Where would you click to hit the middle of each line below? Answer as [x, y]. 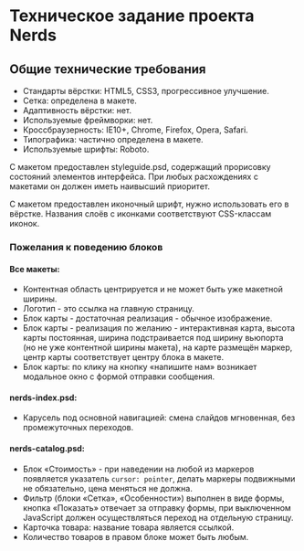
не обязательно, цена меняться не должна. [108, 488]
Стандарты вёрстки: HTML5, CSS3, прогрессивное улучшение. [146, 91]
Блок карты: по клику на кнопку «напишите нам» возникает [140, 367]
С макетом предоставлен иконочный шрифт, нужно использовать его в [149, 204]
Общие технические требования [108, 69]
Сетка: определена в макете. [79, 101]
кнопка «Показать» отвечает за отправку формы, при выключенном [157, 507]
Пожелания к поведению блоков [86, 247]
